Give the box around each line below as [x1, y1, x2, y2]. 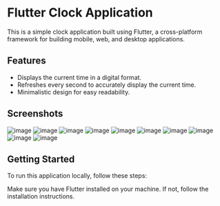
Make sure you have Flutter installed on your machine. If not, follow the [7, 185, 209, 194]
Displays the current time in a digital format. [17, 73, 142, 81]
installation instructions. [7, 192, 75, 200]
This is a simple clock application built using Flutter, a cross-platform [7, 28, 203, 36]
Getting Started [7, 153, 75, 165]
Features [7, 55, 46, 67]
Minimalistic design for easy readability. [17, 87, 130, 96]
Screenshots [7, 108, 63, 120]
